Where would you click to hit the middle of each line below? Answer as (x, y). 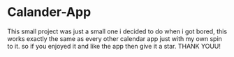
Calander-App (49, 12)
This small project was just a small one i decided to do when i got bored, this (117, 31)
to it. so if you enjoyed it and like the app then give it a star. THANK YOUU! (114, 46)
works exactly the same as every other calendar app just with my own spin (115, 38)
